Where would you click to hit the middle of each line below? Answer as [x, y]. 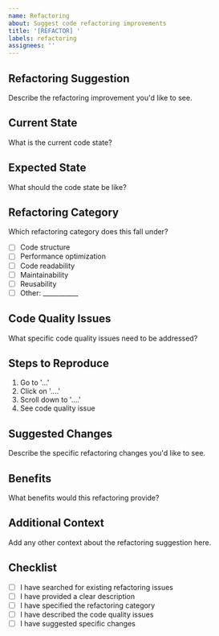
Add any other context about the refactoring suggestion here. [110, 542]
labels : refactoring [43, 38]
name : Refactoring [39, 16]
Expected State [47, 168]
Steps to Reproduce [59, 363]
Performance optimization [63, 256]
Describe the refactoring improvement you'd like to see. [100, 97]
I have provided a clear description [77, 596]
